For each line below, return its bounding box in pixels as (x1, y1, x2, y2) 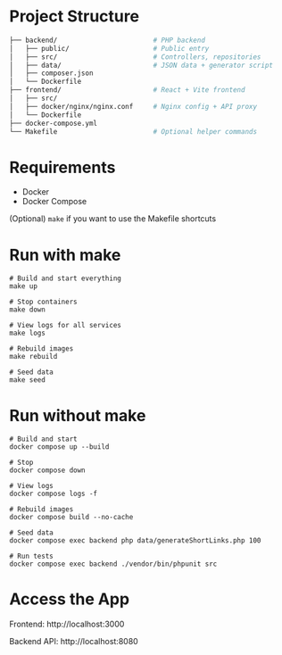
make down (9, 305, 46, 314)
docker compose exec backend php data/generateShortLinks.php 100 (9, 536, 261, 545)
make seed (9, 376, 46, 385)
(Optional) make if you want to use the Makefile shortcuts (9, 213, 217, 224)
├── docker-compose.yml (9, 119, 98, 128)
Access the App (9, 589, 130, 609)
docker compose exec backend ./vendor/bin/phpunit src (9, 560, 218, 568)
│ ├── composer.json (9, 69, 94, 78)
